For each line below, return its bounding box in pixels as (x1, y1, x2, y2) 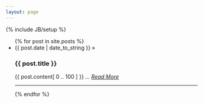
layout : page (5, 9, 39, 15)
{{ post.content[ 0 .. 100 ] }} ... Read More (14, 73, 119, 80)
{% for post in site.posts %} (14, 37, 85, 44)
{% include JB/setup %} (5, 26, 66, 33)
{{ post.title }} (14, 59, 57, 68)
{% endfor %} (14, 90, 50, 98)
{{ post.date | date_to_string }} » (14, 44, 96, 51)
